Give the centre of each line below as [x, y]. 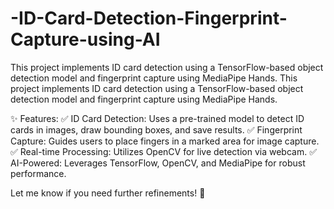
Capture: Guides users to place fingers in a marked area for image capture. [165, 141]
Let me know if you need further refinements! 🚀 [108, 193]
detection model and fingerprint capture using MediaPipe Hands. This [154, 78]
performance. [38, 173]
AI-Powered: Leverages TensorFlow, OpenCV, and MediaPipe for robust [158, 163]
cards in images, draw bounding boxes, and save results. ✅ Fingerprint [156, 129]
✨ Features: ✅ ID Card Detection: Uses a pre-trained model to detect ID [157, 118]
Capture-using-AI [85, 39]
